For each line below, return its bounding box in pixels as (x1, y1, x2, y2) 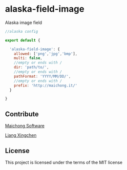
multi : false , (14, 56, 42, 61)
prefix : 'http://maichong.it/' (14, 83, 78, 88)
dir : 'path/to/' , (14, 65, 49, 70)
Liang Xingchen (5, 132, 37, 138)
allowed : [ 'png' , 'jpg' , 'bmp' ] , (14, 51, 78, 56)
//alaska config (5, 29, 38, 34)
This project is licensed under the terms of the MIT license (5, 159, 123, 165)
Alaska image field (5, 20, 42, 25)
